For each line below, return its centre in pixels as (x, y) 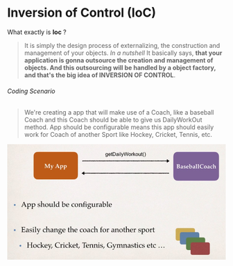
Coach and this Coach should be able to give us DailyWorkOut (113, 120)
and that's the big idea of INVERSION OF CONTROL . (100, 75)
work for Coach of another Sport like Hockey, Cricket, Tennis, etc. (118, 135)
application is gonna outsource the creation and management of (119, 60)
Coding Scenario (31, 91)
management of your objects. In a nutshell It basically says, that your (123, 53)
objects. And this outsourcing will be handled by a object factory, (120, 67)
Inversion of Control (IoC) (82, 13)
